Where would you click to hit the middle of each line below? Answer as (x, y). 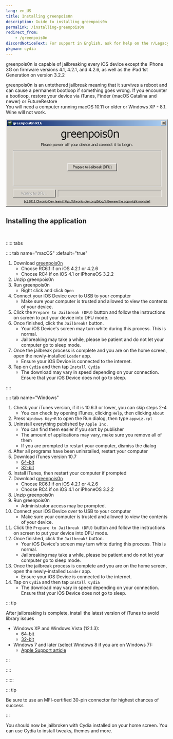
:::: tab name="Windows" (32, 397)
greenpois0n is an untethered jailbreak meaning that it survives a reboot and (86, 85)
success (15, 706)
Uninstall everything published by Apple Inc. (61, 424)
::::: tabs (14, 243)
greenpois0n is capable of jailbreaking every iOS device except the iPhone (85, 64)
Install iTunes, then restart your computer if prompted (70, 473)
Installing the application (46, 221)
